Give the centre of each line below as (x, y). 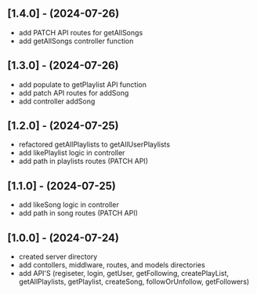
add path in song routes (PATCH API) (78, 213)
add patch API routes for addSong (74, 93)
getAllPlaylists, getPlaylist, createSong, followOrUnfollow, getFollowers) (134, 281)
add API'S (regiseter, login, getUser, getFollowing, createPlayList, (123, 274)
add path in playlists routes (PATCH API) (83, 162)
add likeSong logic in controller (69, 205)
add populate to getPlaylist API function (82, 84)
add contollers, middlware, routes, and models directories (112, 265)
